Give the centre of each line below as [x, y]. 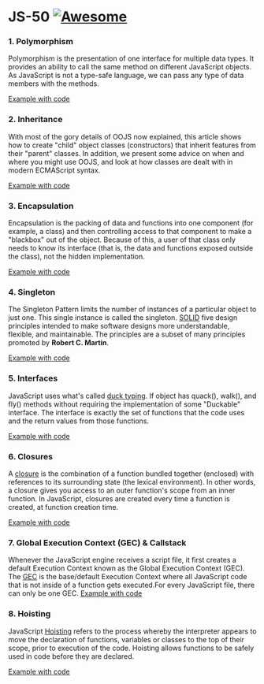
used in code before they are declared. [71, 656]
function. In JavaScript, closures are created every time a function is [119, 498]
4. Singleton [32, 292]
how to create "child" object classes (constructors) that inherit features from [132, 145]
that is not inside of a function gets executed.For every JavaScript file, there [131, 585]
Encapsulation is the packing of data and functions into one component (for [131, 223]
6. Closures [31, 456]
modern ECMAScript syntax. [54, 170]
